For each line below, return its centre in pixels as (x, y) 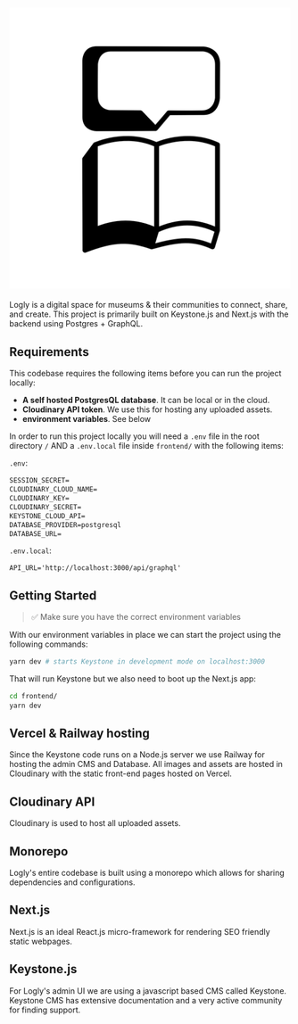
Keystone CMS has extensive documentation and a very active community (146, 1000)
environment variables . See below (87, 419)
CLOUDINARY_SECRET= (46, 508)
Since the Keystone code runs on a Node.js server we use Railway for (137, 755)
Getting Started (53, 595)
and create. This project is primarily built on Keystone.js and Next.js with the (149, 314)
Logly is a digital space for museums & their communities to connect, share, (149, 305)
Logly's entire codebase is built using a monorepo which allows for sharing (147, 872)
